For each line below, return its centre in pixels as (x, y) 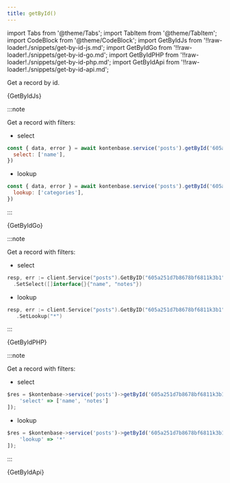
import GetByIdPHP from (144, 55)
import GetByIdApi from (146, 62)
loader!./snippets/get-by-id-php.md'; (59, 62)
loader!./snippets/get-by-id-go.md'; (57, 55)
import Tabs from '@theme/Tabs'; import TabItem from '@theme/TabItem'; (112, 33)
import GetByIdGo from (139, 47)
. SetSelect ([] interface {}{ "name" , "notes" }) (78, 284)
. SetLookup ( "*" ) (39, 316)
